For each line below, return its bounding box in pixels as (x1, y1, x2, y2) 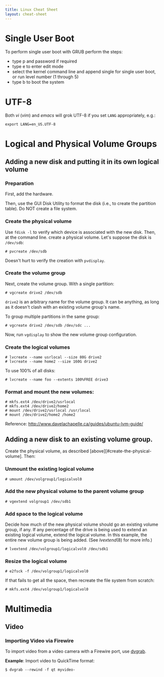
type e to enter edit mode (12, 64, 64, 69)
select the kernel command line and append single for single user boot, (12, 69, 156, 75)
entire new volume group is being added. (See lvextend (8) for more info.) (5, 537, 153, 543)
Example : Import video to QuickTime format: (5, 658, 94, 664)
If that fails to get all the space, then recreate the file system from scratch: (5, 578, 155, 584)
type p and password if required (12, 58, 77, 64)
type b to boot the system (12, 79, 65, 85)
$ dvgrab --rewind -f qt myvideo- (5, 667, 76, 673)
